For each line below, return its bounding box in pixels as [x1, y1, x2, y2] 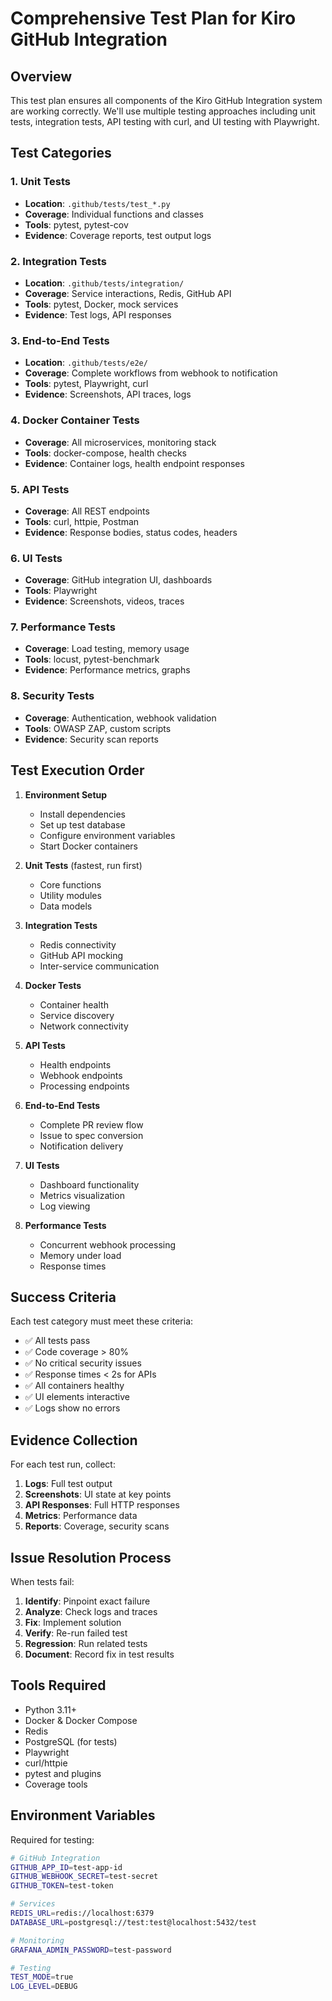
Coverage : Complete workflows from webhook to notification [24, 367, 278, 379]
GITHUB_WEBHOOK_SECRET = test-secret [10, 1872, 159, 1882]
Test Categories [10, 145, 112, 162]
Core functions [39, 878, 102, 891]
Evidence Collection [10, 1432, 138, 1449]
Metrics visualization [39, 1189, 125, 1201]
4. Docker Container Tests [10, 413, 140, 427]
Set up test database [39, 818, 126, 831]
